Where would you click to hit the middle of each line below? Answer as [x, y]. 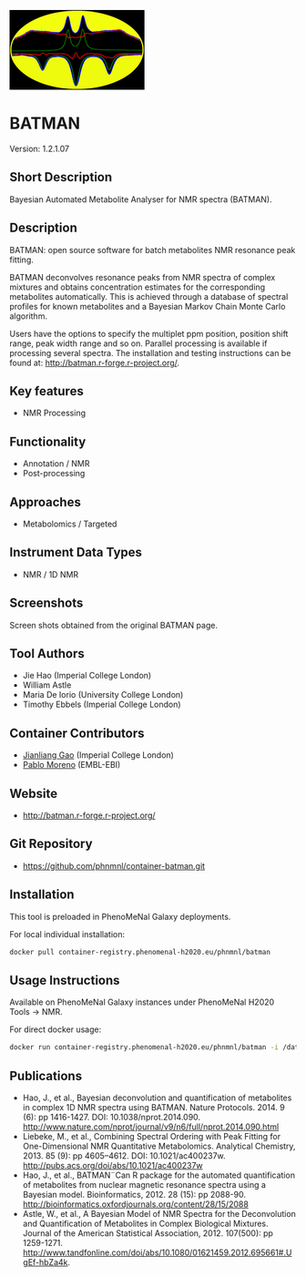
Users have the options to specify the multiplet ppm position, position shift [149, 333]
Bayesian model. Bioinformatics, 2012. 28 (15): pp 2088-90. [134, 1195]
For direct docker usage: [56, 1029]
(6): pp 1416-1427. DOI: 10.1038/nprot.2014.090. [112, 1118]
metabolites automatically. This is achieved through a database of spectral [149, 296]
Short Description [61, 177]
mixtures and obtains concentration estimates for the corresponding [138, 287]
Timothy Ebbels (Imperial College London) [102, 705]
